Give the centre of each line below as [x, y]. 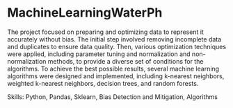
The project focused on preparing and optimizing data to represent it [105, 32]
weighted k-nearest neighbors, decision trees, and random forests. [103, 83]
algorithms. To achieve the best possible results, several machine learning [113, 69]
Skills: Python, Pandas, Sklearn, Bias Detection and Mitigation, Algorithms [112, 97]
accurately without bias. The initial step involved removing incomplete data [114, 39]
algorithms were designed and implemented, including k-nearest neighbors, [116, 76]
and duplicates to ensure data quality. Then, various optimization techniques [117, 46]
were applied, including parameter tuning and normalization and [99, 54]
